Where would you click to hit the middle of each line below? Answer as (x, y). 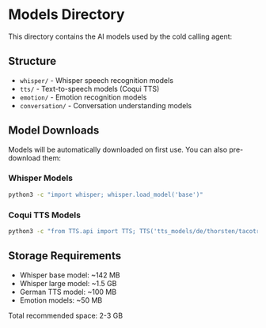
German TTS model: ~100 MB (68, 292)
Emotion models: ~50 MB (61, 300)
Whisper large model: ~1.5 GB (68, 283)
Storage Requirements (65, 256)
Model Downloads (54, 131)
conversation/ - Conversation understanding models (106, 105)
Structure (32, 61)
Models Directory (66, 15)
